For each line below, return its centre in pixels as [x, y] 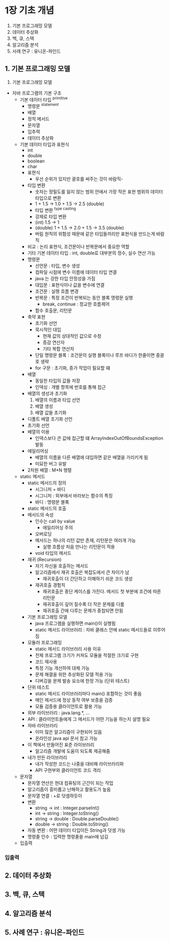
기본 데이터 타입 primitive [44, 99]
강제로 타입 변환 [51, 216]
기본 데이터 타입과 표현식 [44, 145]
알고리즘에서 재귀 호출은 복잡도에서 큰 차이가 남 [82, 572]
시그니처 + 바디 [50, 489]
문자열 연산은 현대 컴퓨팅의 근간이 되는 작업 [70, 783]
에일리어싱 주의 [58, 527]
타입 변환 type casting [55, 210]
